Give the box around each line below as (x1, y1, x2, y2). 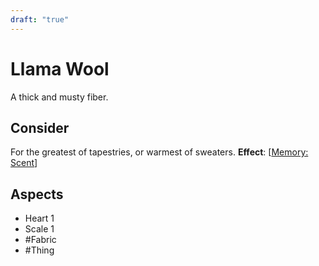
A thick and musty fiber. (10, 91, 109, 103)
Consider (10, 119, 70, 136)
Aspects (10, 186, 64, 203)
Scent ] (10, 157, 38, 169)
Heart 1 (24, 212, 55, 225)
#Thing (24, 244, 55, 256)
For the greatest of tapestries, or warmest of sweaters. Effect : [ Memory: (10, 146, 309, 158)
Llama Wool (10, 57, 110, 80)
